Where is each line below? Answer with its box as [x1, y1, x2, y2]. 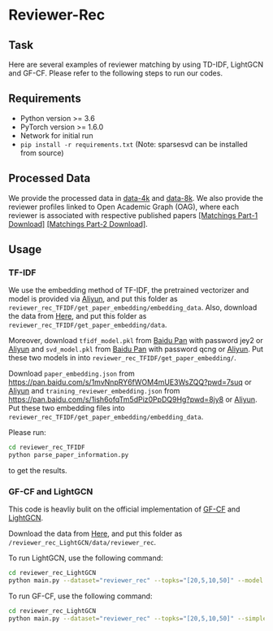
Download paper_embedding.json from [8, 368, 136, 379]
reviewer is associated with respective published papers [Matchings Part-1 [8, 210, 258, 220]
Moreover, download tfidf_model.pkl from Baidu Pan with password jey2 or [8, 336, 264, 346]
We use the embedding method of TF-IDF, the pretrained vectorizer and [8, 285, 249, 295]
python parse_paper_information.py [8, 451, 129, 459]
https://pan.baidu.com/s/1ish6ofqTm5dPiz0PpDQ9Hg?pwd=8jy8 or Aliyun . [8, 394, 258, 404]
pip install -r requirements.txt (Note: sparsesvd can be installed [19, 139, 248, 149]
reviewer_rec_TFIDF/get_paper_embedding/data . [8, 320, 167, 330]
